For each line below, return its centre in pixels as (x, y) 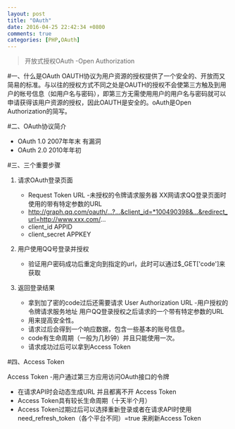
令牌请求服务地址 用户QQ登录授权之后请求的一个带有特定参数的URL (126, 312)
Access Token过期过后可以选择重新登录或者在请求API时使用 (104, 409)
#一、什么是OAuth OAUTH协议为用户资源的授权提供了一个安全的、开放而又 (116, 76)
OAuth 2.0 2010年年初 (49, 150)
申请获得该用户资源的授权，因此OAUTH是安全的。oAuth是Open (99, 102)
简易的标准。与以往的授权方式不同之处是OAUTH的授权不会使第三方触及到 (114, 85)
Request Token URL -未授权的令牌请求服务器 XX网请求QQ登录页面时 (127, 195)
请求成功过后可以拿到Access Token (80, 347)
